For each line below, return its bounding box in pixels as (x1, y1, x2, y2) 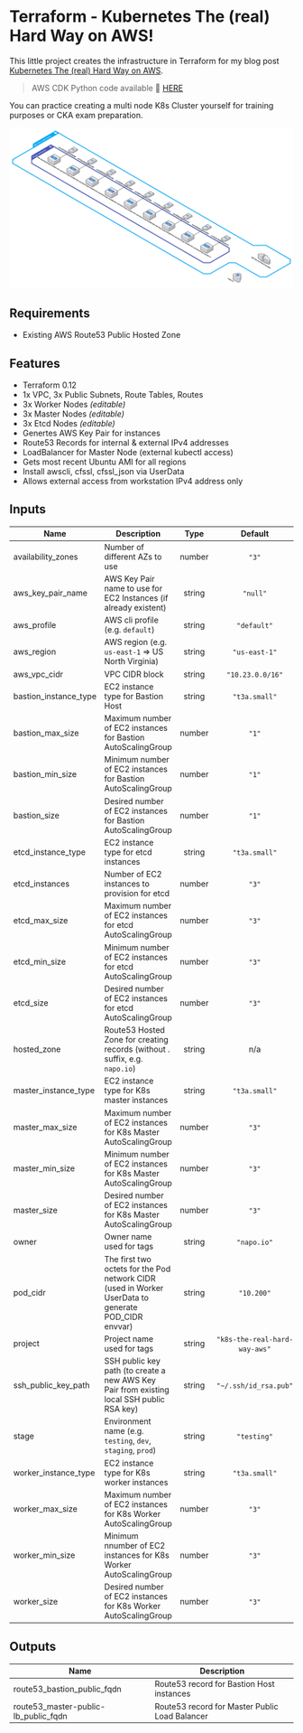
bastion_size (13, 810, 60, 821)
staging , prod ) (104, 1445, 157, 1456)
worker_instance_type (13, 1466, 96, 1478)
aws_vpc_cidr (13, 669, 64, 679)
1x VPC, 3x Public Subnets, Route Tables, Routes (22, 389, 204, 400)
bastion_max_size (13, 727, 79, 738)
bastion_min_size (13, 768, 78, 779)
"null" (242, 589, 268, 598)
